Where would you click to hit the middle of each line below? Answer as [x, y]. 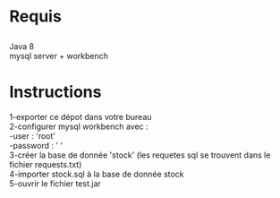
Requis [36, 17]
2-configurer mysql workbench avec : [79, 126]
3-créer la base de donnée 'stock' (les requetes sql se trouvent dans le [140, 155]
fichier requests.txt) [46, 165]
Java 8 [21, 47]
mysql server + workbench [59, 56]
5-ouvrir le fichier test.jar [55, 184]
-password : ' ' [36, 146]
